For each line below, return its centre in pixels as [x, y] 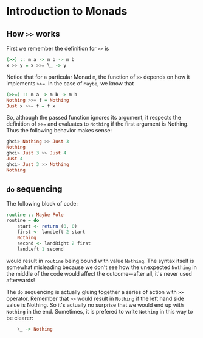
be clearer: [20, 318]
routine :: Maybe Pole [35, 215]
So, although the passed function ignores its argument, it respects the [94, 118]
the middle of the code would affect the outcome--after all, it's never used [99, 273]
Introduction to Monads [67, 11]
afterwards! [21, 280]
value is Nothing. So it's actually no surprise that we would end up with [95, 305]
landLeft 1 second [40, 249]
